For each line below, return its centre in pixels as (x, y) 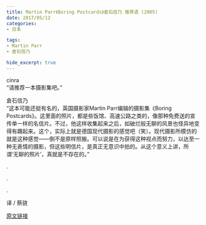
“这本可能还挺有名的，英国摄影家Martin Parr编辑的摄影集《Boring (89, 108)
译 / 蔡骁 (17, 202)
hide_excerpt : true (31, 63)
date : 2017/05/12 (29, 18)
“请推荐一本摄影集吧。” (34, 87)
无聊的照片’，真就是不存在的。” (51, 154)
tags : (13, 40)
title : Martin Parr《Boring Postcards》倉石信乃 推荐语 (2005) (82, 12)
